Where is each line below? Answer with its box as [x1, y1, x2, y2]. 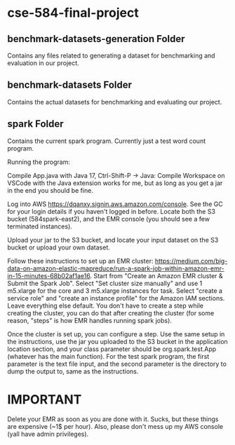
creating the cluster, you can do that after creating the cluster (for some [7, 308, 215, 317]
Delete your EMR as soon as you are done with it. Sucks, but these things [7, 415, 219, 423]
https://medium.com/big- [154, 256, 228, 265]
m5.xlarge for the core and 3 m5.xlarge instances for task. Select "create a [7, 286, 223, 295]
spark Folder [7, 118, 65, 130]
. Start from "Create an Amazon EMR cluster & [90, 271, 223, 280]
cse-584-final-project [7, 5, 139, 21]
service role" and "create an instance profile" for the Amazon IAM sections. [7, 294, 225, 302]
